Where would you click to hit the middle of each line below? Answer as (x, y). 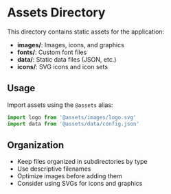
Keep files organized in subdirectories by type (82, 162)
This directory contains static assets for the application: (86, 32)
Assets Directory (56, 13)
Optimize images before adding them (69, 176)
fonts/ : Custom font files (52, 52)
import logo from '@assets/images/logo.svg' (72, 117)
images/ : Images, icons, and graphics (71, 45)
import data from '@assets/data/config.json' (73, 124)
